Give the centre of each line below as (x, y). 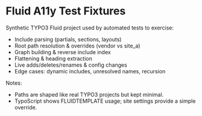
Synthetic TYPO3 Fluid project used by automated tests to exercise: (90, 28)
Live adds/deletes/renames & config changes (71, 65)
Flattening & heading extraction (53, 58)
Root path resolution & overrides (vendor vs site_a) (77, 46)
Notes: (14, 83)
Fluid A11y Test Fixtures (66, 11)
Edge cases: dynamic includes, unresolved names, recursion (90, 71)
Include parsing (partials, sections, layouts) (68, 39)
